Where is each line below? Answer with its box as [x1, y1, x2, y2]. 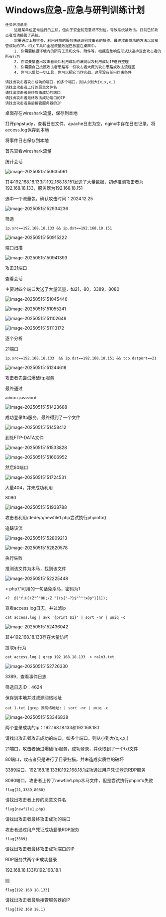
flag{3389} [5, 836, 28, 841]
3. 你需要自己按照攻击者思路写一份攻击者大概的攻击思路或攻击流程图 [14, 64, 136, 70]
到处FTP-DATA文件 [5, 434, 44, 441]
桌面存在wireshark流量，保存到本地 [5, 110, 78, 116]
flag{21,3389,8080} [5, 787, 46, 792]
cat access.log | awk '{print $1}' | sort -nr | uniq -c [5, 615, 126, 620]
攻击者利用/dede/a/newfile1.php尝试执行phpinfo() [5, 514, 107, 520]
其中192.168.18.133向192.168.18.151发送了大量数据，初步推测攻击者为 [5, 179, 144, 185]
